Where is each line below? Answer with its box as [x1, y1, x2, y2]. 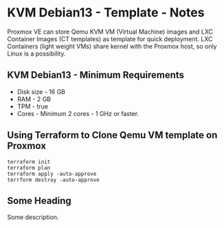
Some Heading [7, 194, 72, 207]
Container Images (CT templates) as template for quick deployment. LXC [7, 34, 213, 43]
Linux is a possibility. [7, 49, 66, 58]
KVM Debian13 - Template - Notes [7, 5, 205, 21]
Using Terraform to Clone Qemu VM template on [7, 129, 218, 141]
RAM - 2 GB [16, 95, 52, 103]
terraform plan [7, 164, 51, 171]
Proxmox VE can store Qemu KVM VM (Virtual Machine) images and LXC [7, 27, 214, 36]
